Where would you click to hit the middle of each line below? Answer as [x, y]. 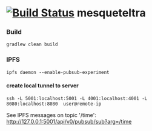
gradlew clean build [32, 45]
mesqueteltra [111, 13]
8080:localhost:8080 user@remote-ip [54, 104]
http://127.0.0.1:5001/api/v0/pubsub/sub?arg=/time [69, 121]
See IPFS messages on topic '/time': [51, 115]
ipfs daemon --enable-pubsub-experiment [58, 72]
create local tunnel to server [42, 86]
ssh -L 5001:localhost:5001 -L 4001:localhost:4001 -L [77, 98]
